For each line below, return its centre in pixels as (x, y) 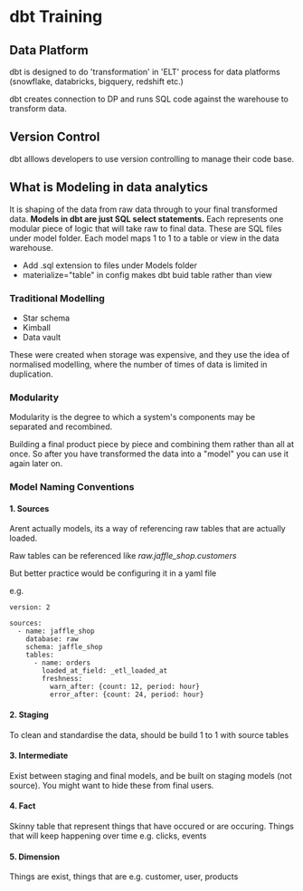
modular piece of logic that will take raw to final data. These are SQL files (146, 228)
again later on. (36, 464)
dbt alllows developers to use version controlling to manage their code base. (152, 158)
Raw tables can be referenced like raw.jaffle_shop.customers (123, 556)
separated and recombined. (61, 426)
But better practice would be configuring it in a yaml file (113, 573)
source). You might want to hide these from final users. (112, 785)
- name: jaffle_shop (56, 631)
